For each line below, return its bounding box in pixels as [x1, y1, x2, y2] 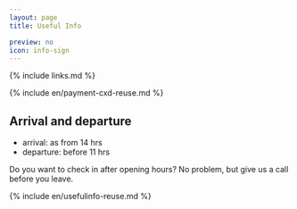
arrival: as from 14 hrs [21, 138, 103, 148]
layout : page [9, 13, 58, 22]
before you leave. [9, 173, 74, 184]
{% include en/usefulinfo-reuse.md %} [9, 191, 152, 202]
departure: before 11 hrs [21, 146, 110, 157]
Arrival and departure [9, 113, 132, 129]
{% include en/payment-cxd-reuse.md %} [9, 88, 164, 98]
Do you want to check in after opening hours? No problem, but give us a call [9, 164, 289, 175]
